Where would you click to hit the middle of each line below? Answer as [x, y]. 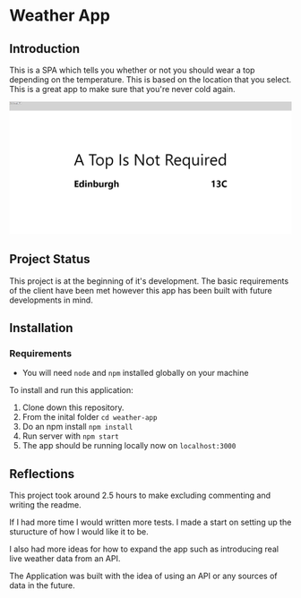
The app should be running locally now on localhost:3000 [129, 446]
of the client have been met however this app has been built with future [141, 290]
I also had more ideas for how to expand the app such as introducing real [144, 549]
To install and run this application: [71, 390]
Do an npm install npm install [77, 427]
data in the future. [42, 585]
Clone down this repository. [73, 407]
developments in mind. [52, 300]
